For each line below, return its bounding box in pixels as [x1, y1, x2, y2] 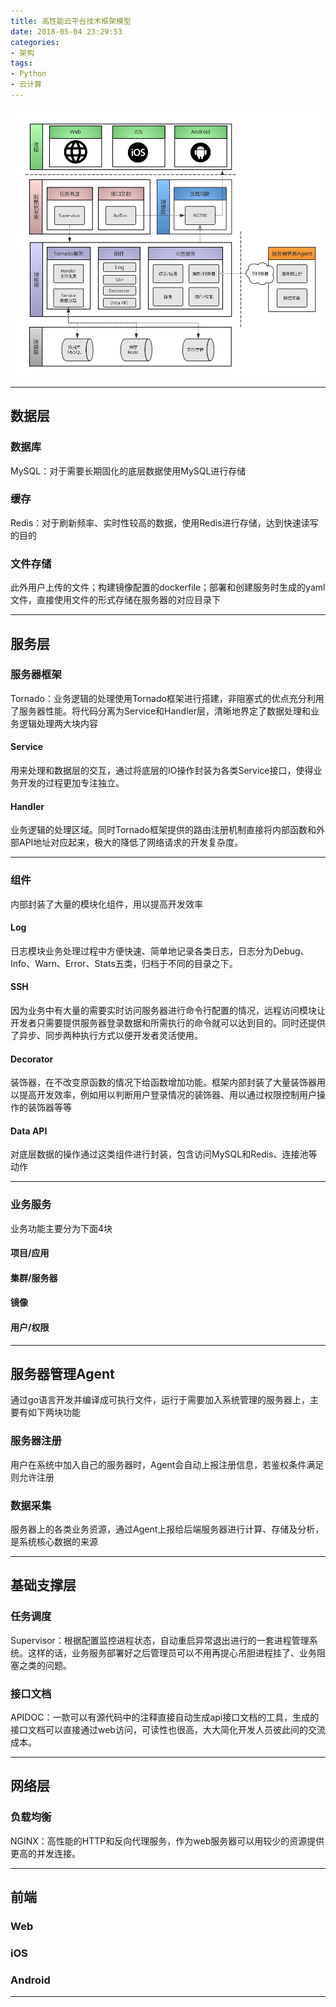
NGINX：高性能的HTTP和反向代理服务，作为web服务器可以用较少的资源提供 [10, 1835, 325, 1847]
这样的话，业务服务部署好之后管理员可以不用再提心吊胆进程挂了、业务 [27, 1646, 317, 1659]
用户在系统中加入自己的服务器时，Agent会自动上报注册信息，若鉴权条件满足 [10, 1458, 325, 1470]
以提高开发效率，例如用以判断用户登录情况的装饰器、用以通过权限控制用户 [10, 1089, 317, 1101]
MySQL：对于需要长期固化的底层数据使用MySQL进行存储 [10, 465, 247, 477]
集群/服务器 [10, 1271, 58, 1284]
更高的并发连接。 [10, 1847, 81, 1859]
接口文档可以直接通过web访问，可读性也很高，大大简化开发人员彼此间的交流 [10, 1724, 326, 1735]
